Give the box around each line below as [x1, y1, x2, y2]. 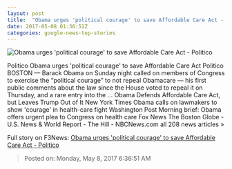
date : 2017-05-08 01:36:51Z [7, 23, 88, 30]
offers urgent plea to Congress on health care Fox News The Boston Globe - [7, 113, 224, 121]
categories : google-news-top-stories [7, 29, 116, 37]
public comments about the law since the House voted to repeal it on [7, 83, 203, 92]
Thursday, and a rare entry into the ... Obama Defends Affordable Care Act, [7, 91, 221, 99]
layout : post [7, 10, 45, 17]
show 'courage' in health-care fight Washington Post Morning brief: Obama [7, 106, 222, 114]
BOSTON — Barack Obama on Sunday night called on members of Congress [7, 69, 225, 77]
